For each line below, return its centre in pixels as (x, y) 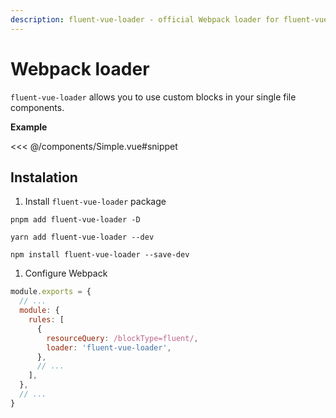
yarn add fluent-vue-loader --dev (82, 237)
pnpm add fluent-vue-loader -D (75, 220)
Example (29, 127)
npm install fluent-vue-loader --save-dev (100, 255)
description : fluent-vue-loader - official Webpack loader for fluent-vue (169, 19)
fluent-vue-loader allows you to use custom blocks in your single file (153, 97)
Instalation (44, 177)
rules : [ (46, 320)
